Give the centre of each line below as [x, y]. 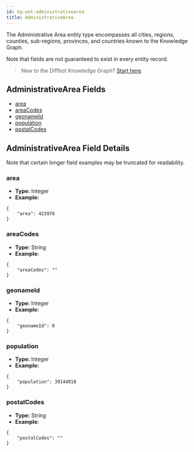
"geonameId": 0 [36, 326]
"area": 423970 [36, 214]
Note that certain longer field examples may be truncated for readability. [95, 163]
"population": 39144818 [47, 382]
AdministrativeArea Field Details [68, 148]
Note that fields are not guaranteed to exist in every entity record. [87, 59]
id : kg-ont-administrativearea [45, 12]
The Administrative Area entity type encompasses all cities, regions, [90, 34]
